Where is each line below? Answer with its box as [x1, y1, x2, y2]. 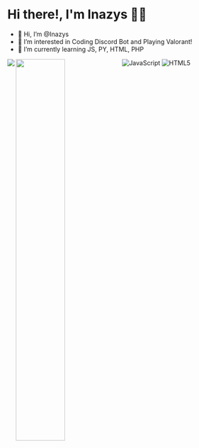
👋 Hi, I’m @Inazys [17, 30, 69, 38]
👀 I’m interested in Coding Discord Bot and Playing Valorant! [17, 37, 193, 45]
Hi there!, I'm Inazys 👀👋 [7, 6, 147, 23]
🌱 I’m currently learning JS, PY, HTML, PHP [17, 45, 144, 53]
